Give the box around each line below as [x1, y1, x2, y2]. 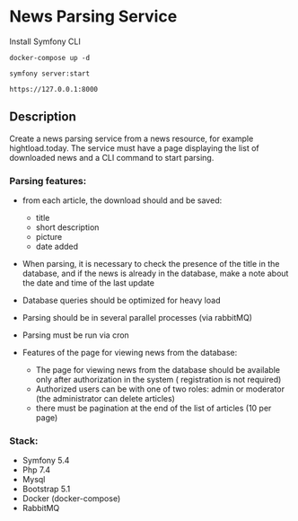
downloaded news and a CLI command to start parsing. [9, 152, 215, 163]
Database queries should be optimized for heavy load [22, 295, 221, 306]
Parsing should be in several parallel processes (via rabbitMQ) [22, 313, 253, 323]
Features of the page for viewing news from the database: [22, 348, 238, 358]
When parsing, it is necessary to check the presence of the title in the [22, 259, 280, 269]
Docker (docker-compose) [22, 493, 121, 504]
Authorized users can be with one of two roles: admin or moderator [35, 384, 285, 394]
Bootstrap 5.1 [22, 483, 71, 495]
